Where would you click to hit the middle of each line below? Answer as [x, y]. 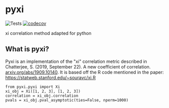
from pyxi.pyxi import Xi [33, 87]
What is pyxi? [27, 49]
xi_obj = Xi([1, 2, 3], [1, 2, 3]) [43, 91]
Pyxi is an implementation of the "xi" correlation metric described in [76, 61]
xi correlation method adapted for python [48, 33]
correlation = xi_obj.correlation [42, 96]
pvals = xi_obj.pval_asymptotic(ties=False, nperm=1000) [67, 100]
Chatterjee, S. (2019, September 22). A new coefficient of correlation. [78, 66]
